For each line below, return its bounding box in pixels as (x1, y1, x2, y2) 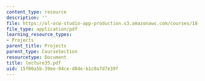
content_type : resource (6, 9, 67, 15)
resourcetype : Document (6, 54, 67, 60)
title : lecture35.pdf (6, 60, 62, 66)
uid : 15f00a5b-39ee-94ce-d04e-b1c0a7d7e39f (6, 65, 119, 72)
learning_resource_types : (6, 32, 72, 38)
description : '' (6, 15, 48, 21)
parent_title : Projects (6, 43, 67, 49)
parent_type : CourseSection (6, 49, 78, 55)
